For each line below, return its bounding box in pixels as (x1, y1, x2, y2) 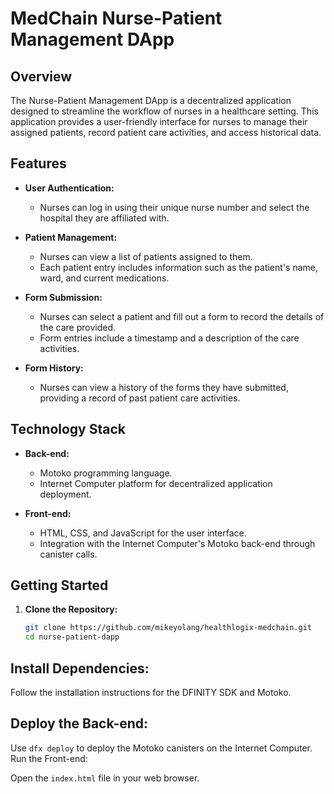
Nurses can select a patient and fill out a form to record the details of (39, 310, 325, 322)
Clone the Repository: (24, 603, 118, 616)
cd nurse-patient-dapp (24, 632, 120, 642)
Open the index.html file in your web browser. (10, 772, 200, 784)
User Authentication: (24, 182, 115, 194)
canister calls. (39, 548, 98, 560)
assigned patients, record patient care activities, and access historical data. (10, 127, 322, 138)
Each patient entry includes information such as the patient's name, (39, 261, 318, 273)
